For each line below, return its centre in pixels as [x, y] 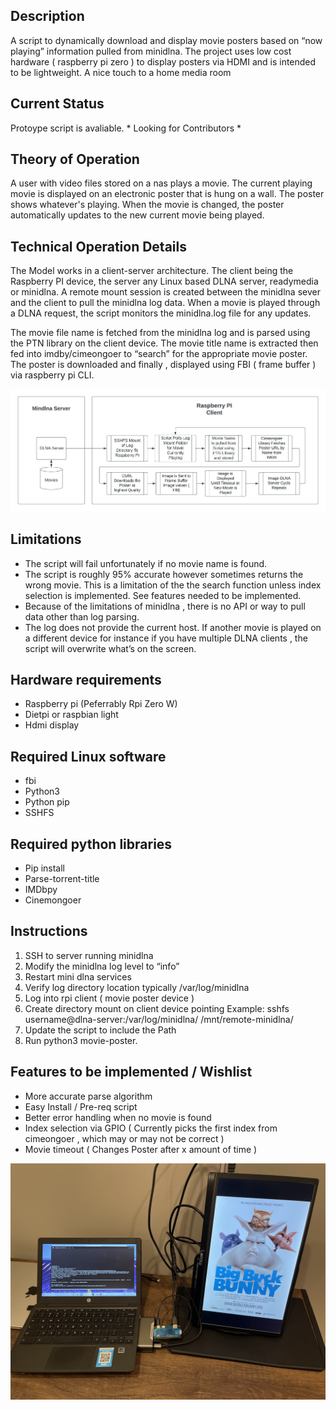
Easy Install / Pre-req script [81, 1106]
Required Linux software [88, 756]
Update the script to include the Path [100, 1030]
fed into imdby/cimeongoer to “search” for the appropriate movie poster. [159, 354]
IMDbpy [41, 890]
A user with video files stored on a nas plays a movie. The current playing [161, 183]
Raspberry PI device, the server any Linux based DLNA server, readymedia [164, 281]
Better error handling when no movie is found [118, 1117]
